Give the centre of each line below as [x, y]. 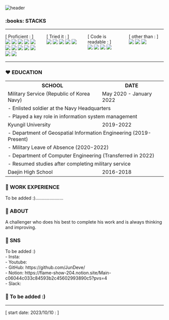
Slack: [15, 284]
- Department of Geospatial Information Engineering [70, 133]
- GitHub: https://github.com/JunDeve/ [45, 268]
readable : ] [100, 42]
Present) [18, 139]
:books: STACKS [26, 21]
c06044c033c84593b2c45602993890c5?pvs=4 [56, 278]
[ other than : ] [144, 37]
